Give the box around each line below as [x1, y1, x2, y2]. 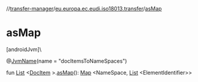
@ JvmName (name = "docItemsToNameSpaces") [6, 57, 127, 65]
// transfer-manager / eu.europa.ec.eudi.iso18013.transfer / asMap [6, 5, 162, 12]
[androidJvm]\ [6, 45, 42, 53]
